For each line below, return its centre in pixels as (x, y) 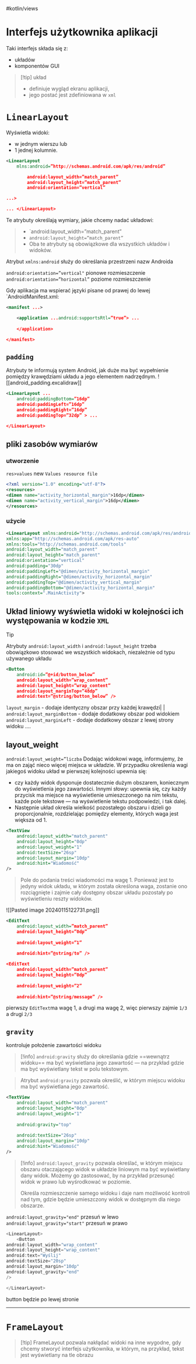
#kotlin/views (22, 8)
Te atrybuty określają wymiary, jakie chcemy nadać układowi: (80, 220)
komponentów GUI (37, 66)
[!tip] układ (33, 77)
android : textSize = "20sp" (36, 1261)
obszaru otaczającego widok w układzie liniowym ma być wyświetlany (105, 1169)
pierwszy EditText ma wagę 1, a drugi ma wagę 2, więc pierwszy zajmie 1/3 (97, 1008)
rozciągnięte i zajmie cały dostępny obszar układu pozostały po (97, 892)
